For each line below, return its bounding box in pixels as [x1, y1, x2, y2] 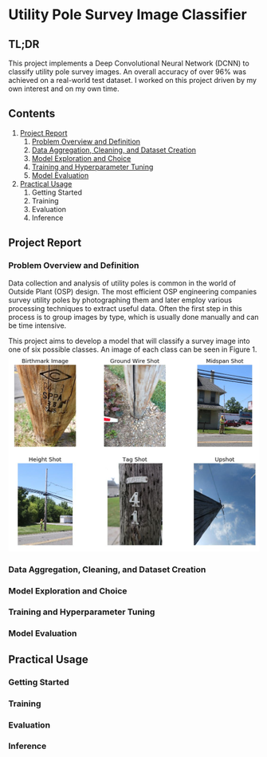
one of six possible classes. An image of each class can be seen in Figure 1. [8, 345, 257, 354]
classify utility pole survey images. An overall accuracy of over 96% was [8, 67, 247, 77]
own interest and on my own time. [8, 84, 120, 93]
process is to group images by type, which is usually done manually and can [8, 312, 259, 321]
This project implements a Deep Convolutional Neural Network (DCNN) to [8, 58, 249, 68]
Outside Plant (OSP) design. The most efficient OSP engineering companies [8, 286, 257, 296]
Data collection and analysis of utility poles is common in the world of [8, 278, 237, 288]
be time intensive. [8, 321, 67, 330]
